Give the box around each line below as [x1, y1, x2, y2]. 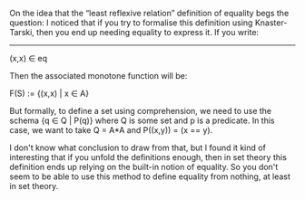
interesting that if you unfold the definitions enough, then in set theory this [9, 152, 288, 162]
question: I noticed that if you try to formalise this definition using [9, 17, 253, 28]
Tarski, [9, 27, 34, 37]
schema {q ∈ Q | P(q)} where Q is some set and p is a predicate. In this [9, 115, 275, 126]
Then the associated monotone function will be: [9, 71, 188, 81]
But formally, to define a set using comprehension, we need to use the [9, 106, 272, 116]
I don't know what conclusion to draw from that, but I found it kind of [9, 142, 266, 153]
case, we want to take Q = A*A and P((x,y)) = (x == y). [9, 125, 213, 135]
